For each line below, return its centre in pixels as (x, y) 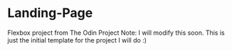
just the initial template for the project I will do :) (77, 40)
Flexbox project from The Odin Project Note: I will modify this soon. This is (116, 33)
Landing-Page (50, 13)
